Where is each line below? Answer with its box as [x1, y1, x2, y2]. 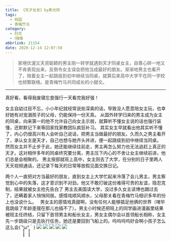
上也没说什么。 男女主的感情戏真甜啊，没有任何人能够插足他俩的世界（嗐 [5, 199, 161, 205]
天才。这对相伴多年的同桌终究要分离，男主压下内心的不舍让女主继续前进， [5, 149, 161, 156]
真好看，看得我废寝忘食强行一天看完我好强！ [5, 95, 99, 101]
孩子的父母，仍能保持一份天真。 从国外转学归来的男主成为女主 [32, 111, 163, 117]
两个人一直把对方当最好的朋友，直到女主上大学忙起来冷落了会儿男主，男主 [5, 173, 161, 179]
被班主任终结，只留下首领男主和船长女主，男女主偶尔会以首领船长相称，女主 [5, 211, 166, 218]
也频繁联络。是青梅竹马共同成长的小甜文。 [17, 79, 107, 85]
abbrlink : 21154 [5, 41, 40, 46]
